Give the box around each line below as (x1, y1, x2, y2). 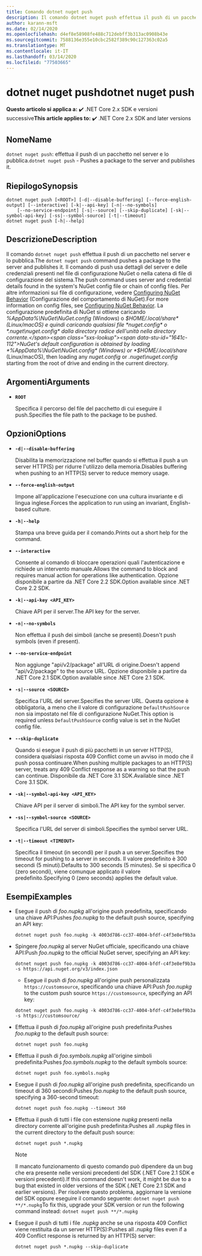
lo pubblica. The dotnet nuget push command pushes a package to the (6, 257, 181, 264)
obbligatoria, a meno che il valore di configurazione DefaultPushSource (14, 703, 190, 711)
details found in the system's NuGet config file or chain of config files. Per (6, 282, 190, 290)
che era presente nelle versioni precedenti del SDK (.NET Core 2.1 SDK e (14, 1169, 195, 1176)
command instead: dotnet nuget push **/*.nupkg (14, 1208, 138, 1215)
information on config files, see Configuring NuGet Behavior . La (6, 301, 164, 309)
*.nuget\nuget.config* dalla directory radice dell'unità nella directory (6, 327, 176, 335)
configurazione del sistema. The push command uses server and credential (6, 276, 192, 283)
